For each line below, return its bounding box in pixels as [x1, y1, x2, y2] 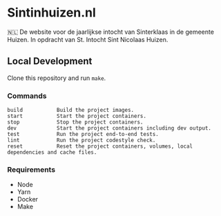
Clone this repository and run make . [7, 74, 106, 82]
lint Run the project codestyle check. [7, 137, 156, 144]
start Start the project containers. [7, 112, 147, 120]
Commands [7, 91, 47, 101]
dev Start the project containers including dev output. [7, 125, 212, 132]
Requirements [7, 164, 56, 174]
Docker [17, 195, 39, 204]
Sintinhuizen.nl [7, 5, 97, 21]
